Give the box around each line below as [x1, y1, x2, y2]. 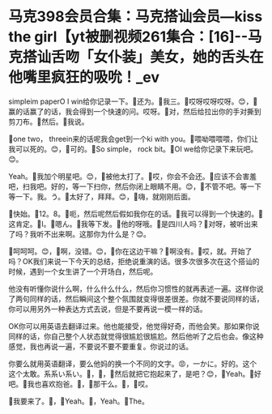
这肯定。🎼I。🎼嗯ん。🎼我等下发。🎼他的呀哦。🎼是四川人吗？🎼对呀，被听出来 [8, 219, 258, 228]
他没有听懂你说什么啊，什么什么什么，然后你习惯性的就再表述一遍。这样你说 [8, 284, 264, 293]
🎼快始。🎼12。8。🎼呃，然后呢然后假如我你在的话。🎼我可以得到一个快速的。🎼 [8, 208, 263, 219]
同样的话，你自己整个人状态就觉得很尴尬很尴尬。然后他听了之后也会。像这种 [8, 331, 264, 341]
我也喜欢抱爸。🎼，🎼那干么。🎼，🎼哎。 [27, 378, 152, 389]
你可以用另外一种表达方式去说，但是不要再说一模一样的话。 [8, 304, 207, 314]
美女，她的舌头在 [150, 48, 265, 66]
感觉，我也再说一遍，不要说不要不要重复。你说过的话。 [8, 341, 193, 351]
